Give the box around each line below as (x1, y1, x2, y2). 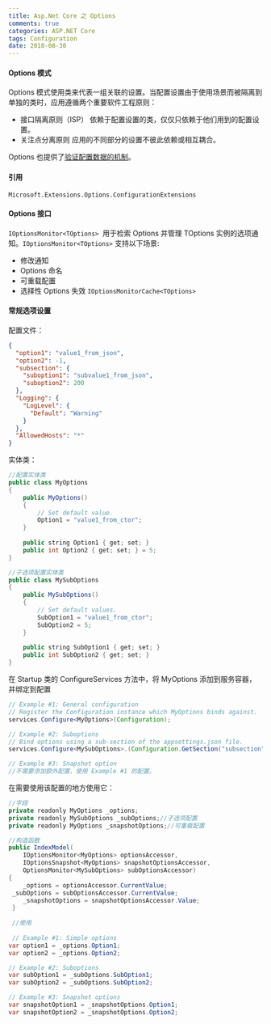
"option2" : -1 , (15, 357, 67, 365)
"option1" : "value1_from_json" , (15, 349, 125, 357)
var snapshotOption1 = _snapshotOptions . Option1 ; (8, 1001, 179, 1009)
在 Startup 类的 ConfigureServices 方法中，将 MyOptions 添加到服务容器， (8, 675, 256, 684)
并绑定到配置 (8, 684, 51, 694)
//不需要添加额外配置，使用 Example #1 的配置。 (8, 768, 156, 776)
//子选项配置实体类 (8, 568, 65, 577)
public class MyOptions (8, 479, 89, 487)
